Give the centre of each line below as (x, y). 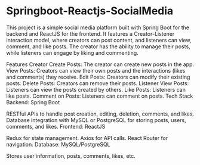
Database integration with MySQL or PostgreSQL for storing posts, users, (96, 120)
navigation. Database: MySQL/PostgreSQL (58, 144)
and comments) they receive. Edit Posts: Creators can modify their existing (98, 77)
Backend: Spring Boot (33, 102)
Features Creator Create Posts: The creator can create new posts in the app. (100, 64)
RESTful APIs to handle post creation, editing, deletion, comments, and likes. (100, 114)
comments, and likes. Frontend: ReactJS (56, 126)
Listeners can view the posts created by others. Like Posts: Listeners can (96, 89)
